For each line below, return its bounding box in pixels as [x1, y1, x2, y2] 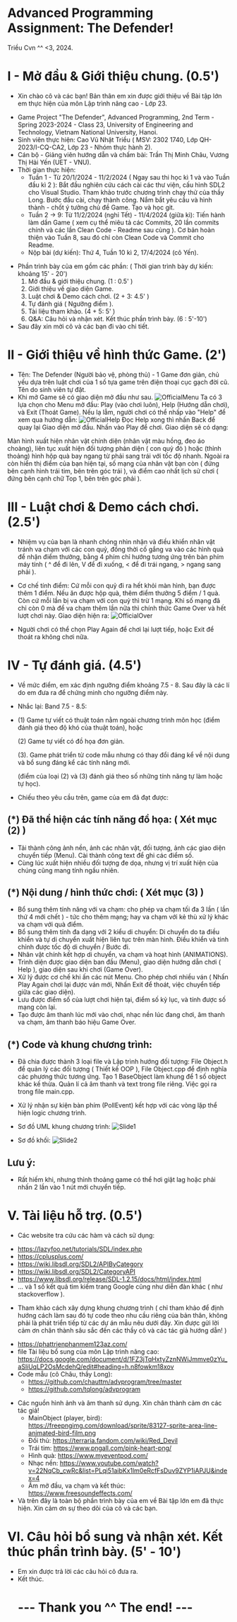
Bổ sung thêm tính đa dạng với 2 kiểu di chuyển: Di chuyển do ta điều [17, 928, 220, 936]
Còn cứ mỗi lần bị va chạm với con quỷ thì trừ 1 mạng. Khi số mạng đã [17, 596, 221, 604]
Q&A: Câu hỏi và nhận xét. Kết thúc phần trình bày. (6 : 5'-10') [28, 314, 207, 323]
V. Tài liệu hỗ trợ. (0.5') [7, 1208, 143, 1224]
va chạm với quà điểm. [17, 920, 84, 928]
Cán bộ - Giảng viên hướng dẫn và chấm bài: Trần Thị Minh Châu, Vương [17, 150, 229, 159]
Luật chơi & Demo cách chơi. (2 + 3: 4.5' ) [28, 292, 150, 300]
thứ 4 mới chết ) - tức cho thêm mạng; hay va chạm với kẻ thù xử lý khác [17, 913, 229, 921]
